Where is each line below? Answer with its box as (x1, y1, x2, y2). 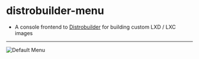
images (14, 29, 33, 36)
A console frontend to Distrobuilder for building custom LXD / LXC (14, 23, 176, 30)
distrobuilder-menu (6, 4, 105, 18)
